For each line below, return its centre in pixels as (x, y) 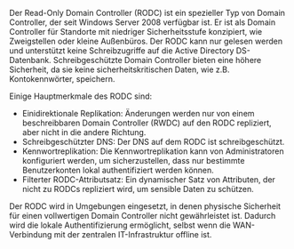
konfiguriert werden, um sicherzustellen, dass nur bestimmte (133, 161)
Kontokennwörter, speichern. (62, 79)
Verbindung (31, 234)
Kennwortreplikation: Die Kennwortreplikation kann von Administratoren (153, 151)
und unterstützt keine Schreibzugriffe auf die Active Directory (122, 51)
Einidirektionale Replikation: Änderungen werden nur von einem (138, 113)
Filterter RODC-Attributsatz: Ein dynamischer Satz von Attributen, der (148, 180)
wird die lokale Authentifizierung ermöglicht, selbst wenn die (120, 225)
